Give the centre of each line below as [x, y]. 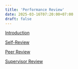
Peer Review [18, 52]
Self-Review [17, 42]
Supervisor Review [24, 62]
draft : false [18, 19]
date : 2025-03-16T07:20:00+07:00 [39, 14]
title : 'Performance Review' [35, 10]
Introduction [17, 33]
